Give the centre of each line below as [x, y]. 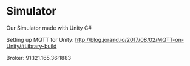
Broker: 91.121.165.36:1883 [39, 58]
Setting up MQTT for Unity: [40, 39]
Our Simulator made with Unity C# [49, 28]
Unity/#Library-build [32, 46]
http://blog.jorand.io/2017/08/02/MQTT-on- [129, 39]
